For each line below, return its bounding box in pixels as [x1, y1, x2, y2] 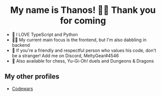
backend [11, 42, 30, 48]
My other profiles [4, 72, 60, 81]
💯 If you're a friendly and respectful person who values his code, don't [11, 47, 157, 53]
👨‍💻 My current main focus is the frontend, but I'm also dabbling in [11, 37, 147, 43]
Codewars [11, 86, 33, 92]
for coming [60, 15, 106, 26]
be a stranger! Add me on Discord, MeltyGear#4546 [11, 52, 119, 59]
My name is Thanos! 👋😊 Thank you [10, 4, 156, 16]
